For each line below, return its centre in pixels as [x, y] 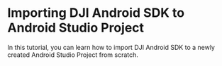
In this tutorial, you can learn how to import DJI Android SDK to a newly [111, 47]
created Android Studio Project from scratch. [73, 55]
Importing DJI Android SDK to [96, 13]
